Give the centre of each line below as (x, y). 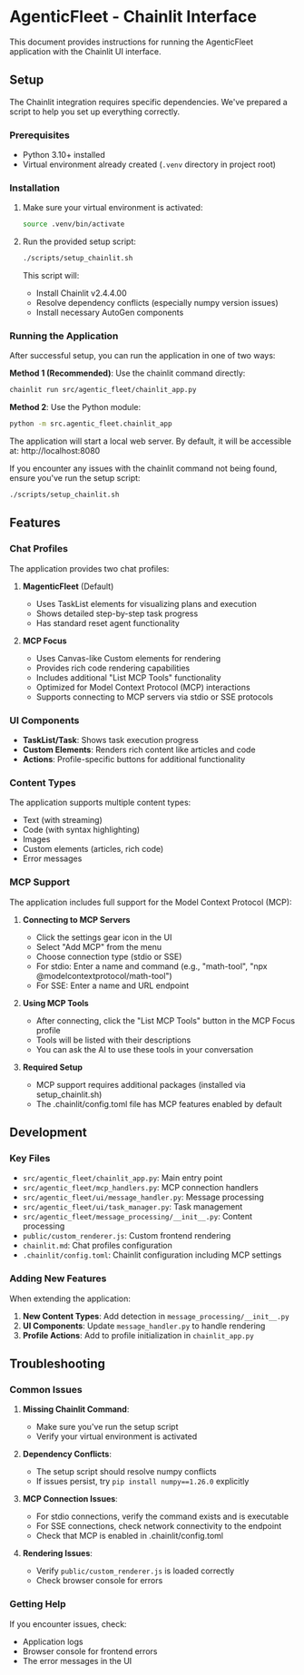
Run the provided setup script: (79, 241)
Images (36, 839)
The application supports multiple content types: (100, 803)
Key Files (30, 1158)
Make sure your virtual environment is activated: (113, 208)
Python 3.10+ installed (64, 155)
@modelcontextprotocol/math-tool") (104, 975)
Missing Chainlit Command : (76, 1409)
